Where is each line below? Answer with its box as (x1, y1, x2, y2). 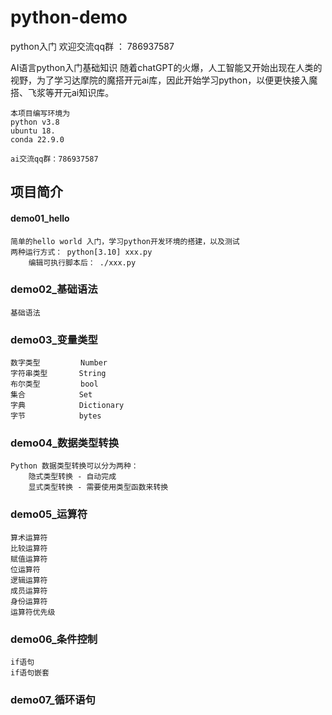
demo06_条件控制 (10, 632, 98, 646)
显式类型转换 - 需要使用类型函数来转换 (28, 482, 169, 493)
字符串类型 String (10, 369, 107, 379)
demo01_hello (10, 212, 70, 224)
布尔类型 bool (10, 379, 99, 390)
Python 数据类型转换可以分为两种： (10, 461, 139, 471)
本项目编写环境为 (10, 108, 71, 118)
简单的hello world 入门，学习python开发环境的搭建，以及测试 (10, 236, 240, 246)
